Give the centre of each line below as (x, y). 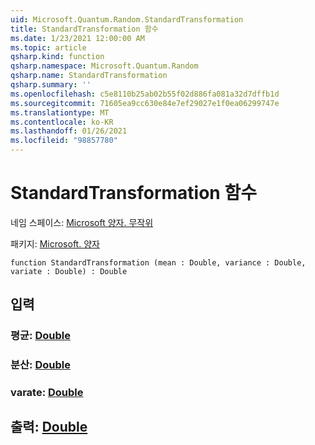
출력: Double (49, 427)
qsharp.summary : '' (51, 85)
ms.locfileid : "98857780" (64, 141)
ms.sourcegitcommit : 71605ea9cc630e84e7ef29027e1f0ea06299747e (145, 103)
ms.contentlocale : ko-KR (62, 122)
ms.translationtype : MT (60, 112)
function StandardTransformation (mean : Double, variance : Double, (158, 262)
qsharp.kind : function (57, 57)
